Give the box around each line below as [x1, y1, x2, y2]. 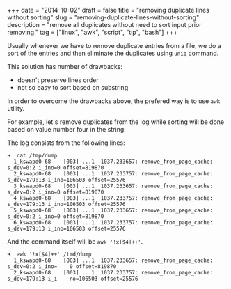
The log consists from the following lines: [7, 139, 125, 147]
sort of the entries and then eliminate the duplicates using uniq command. [7, 49, 219, 57]
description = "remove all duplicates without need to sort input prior [7, 21, 202, 29]
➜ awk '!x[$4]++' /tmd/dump [7, 251, 92, 258]
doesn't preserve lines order [17, 76, 99, 84]
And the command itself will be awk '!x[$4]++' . [7, 237, 143, 246]
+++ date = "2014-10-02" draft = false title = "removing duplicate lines [7, 6, 210, 14]
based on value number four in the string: [7, 125, 127, 133]
